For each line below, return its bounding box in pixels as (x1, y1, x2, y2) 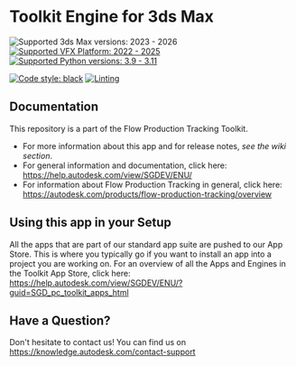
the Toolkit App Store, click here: (9, 267, 131, 278)
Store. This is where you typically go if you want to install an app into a (9, 249, 273, 259)
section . (22, 150, 52, 161)
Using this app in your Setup (9, 215, 171, 230)
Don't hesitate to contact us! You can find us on (9, 337, 187, 348)
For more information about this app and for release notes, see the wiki (22, 140, 287, 151)
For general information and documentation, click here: (22, 160, 227, 171)
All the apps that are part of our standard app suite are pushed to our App (9, 239, 283, 249)
